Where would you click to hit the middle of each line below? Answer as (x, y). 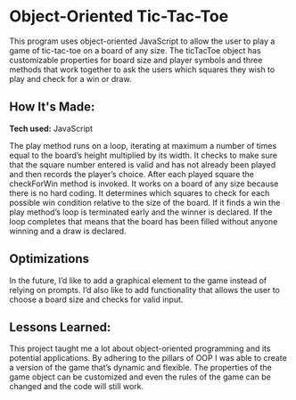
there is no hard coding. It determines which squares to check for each (140, 192)
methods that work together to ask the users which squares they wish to (142, 69)
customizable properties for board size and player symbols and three (136, 60)
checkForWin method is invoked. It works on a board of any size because (144, 184)
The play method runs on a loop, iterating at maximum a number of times (143, 145)
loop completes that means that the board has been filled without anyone (144, 221)
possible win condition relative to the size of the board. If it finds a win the (145, 202)
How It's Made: (52, 107)
